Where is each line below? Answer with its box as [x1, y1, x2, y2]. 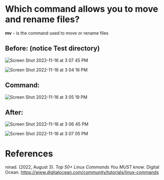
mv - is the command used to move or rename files [5, 30, 109, 36]
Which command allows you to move [5, 3, 159, 15]
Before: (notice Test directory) [5, 44, 100, 52]
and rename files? [5, 14, 80, 25]
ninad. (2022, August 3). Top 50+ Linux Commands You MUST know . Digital [5, 164, 160, 170]
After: [5, 108, 24, 116]
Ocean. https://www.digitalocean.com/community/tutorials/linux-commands [5, 169, 159, 175]
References [5, 148, 53, 159]
